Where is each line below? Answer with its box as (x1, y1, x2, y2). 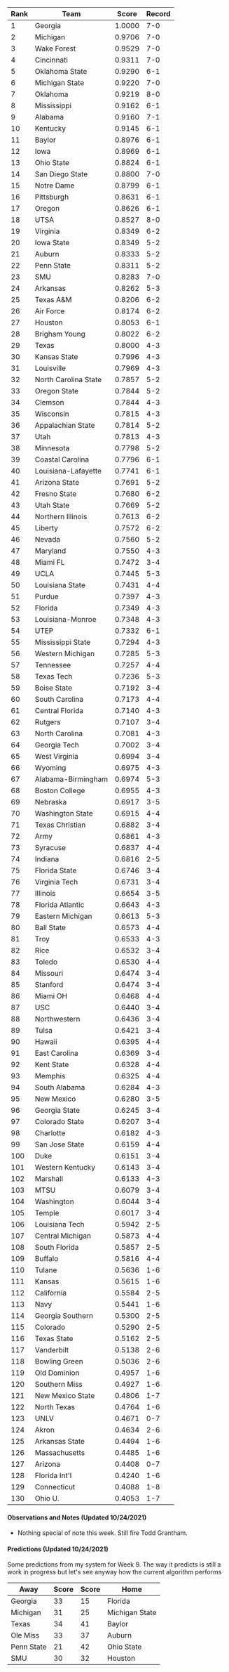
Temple (34, 1208, 60, 1217)
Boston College (34, 786, 85, 795)
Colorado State (34, 1117, 85, 1126)
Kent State (34, 1060, 69, 1069)
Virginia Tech (34, 877, 78, 887)
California (34, 1288, 67, 1298)
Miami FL (34, 558, 65, 567)
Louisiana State (34, 580, 85, 589)
